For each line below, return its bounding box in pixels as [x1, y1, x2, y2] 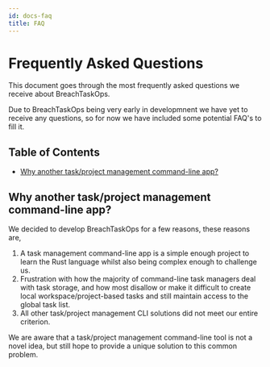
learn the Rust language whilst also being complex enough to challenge [19, 257, 258, 267]
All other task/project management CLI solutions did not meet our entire [19, 308, 259, 319]
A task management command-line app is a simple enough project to [19, 248, 250, 258]
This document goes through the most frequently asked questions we [8, 81, 240, 90]
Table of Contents [8, 145, 101, 159]
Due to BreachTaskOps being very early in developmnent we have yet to [8, 105, 248, 115]
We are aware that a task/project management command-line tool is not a [8, 332, 252, 343]
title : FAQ [8, 19, 45, 27]
